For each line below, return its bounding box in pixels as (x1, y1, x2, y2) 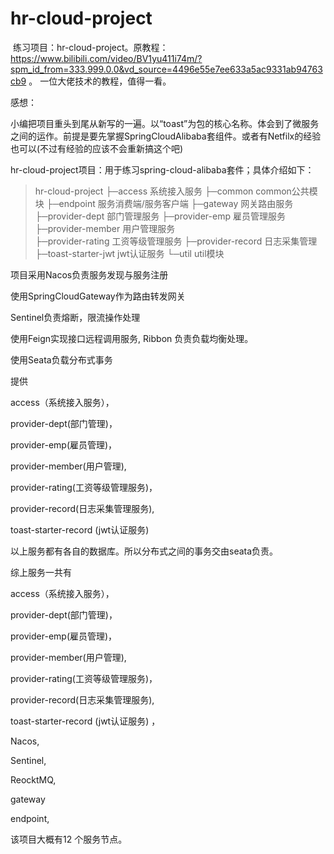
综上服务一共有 (10, 566, 72, 578)
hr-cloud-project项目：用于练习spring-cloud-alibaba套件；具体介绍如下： (10, 163, 315, 176)
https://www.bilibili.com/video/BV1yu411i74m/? (10, 52, 203, 64)
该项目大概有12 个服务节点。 (10, 833, 128, 845)
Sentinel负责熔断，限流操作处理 (10, 311, 141, 323)
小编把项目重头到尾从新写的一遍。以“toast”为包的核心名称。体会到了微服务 (10, 117, 320, 129)
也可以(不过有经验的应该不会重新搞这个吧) (10, 142, 184, 154)
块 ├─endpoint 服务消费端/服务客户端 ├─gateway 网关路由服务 (34, 197, 294, 209)
